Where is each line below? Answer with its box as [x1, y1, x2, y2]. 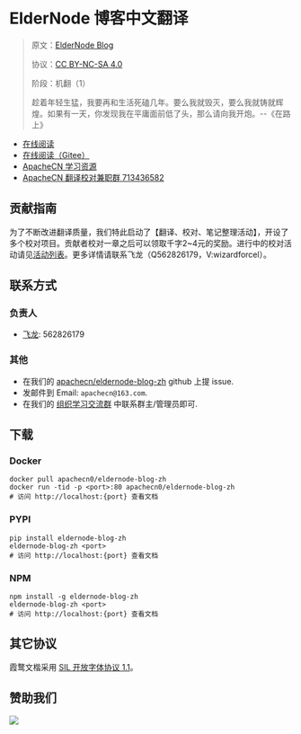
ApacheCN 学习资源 [22, 161, 97, 172]
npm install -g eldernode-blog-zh [9, 592, 139, 602]
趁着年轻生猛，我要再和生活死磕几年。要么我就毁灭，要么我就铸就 [31, 96, 276, 108]
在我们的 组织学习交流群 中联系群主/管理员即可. [22, 398, 198, 409]
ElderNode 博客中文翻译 [9, 8, 189, 29]
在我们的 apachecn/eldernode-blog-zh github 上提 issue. [22, 376, 235, 386]
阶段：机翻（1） [31, 77, 91, 88]
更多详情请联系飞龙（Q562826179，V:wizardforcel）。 [71, 249, 271, 260]
